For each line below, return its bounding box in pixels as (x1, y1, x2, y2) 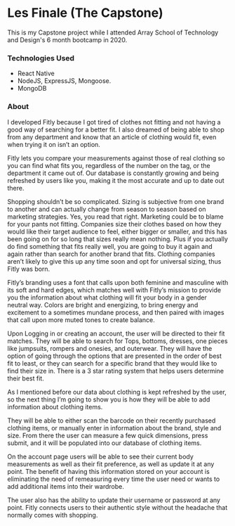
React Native (17, 69, 55, 78)
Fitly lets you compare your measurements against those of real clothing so (7, 153, 225, 162)
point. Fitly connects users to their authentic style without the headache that (7, 503, 228, 511)
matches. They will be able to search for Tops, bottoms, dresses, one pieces (7, 336, 228, 345)
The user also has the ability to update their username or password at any (7, 496, 221, 504)
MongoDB (17, 84, 47, 93)
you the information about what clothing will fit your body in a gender (7, 293, 207, 302)
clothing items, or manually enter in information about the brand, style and (7, 423, 222, 432)
